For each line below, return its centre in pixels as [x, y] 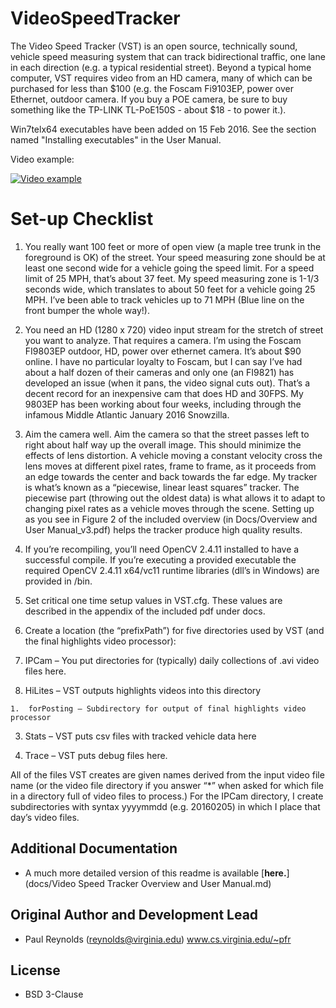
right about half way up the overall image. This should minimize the [163, 444]
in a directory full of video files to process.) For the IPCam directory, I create [167, 796]
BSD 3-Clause [54, 994]
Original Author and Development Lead [134, 915]
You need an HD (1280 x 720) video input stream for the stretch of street [174, 329]
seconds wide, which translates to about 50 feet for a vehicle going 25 [170, 289]
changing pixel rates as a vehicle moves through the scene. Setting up [169, 508]
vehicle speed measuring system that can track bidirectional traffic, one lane [168, 56]
